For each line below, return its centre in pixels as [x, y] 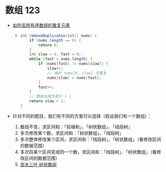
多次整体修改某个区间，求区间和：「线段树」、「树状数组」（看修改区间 [91, 139]
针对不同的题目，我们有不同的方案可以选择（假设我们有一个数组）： [82, 116]
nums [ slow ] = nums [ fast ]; [74, 78]
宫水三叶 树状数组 [38, 164]
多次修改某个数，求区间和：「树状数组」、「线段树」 [72, 133]
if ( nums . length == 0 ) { [55, 40]
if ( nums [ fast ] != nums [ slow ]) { [73, 64]
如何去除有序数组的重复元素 [41, 25]
